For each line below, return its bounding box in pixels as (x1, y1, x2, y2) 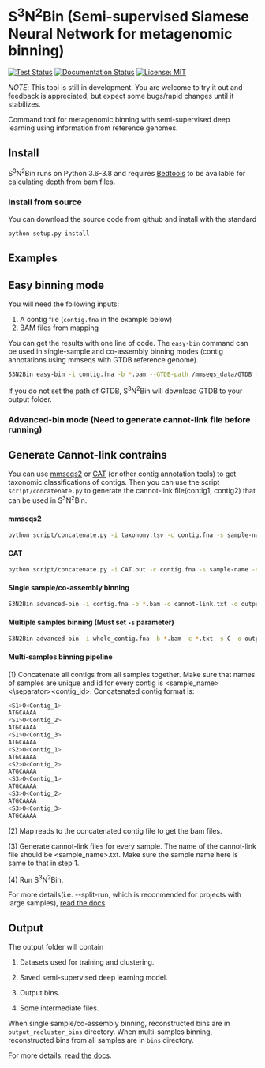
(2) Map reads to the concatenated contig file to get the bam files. (8, 826, 222, 835)
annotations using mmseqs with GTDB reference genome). (8, 355, 199, 365)
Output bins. (19, 988, 61, 998)
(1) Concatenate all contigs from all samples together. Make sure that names (8, 669, 256, 679)
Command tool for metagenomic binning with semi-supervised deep (8, 115, 230, 125)
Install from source (8, 197, 82, 208)
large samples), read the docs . (8, 898, 108, 908)
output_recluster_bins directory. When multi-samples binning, (8, 1027, 213, 1036)
